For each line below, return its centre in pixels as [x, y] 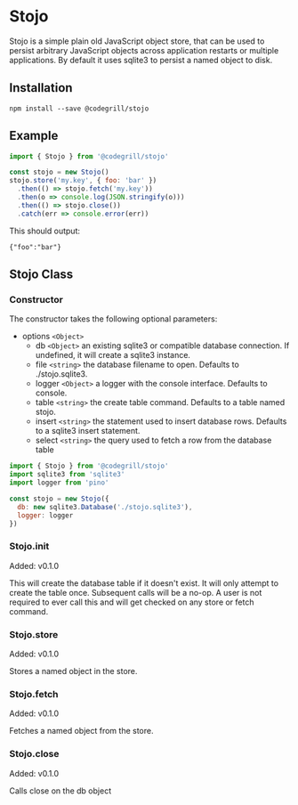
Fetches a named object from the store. [81, 731]
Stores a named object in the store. [73, 671]
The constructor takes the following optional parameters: [113, 319]
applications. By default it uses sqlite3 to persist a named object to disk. [141, 60]
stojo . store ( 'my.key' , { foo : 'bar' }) [83, 181]
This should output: [44, 231]
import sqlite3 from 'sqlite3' [67, 475]
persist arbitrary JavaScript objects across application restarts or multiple [144, 50]
